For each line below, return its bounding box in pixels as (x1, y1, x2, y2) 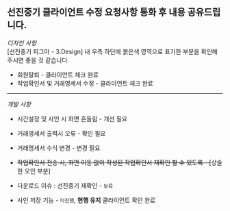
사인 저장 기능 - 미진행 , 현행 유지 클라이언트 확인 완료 (16, 196, 156, 204)
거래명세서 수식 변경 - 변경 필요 (16, 143, 101, 152)
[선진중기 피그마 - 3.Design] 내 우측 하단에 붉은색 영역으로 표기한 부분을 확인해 (7, 47, 218, 55)
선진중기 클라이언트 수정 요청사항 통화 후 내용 (7, 6, 186, 18)
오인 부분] (24, 166, 51, 175)
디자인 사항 (7, 38, 37, 47)
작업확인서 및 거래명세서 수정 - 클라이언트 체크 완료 (16, 79, 154, 87)
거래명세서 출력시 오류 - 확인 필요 (16, 129, 106, 137)
